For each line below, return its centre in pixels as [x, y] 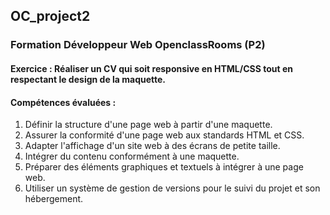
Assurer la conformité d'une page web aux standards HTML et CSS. [164, 135]
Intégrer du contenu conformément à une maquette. [132, 156]
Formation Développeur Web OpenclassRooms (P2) [138, 45]
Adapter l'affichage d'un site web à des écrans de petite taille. [152, 146]
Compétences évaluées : [63, 102]
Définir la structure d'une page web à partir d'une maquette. [148, 125]
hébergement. [54, 199]
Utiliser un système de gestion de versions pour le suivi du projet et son [172, 188]
